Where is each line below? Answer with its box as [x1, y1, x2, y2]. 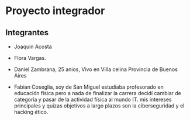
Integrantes [5, 28, 49, 38]
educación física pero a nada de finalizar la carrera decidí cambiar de [13, 90, 182, 96]
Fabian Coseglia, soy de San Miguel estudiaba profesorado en [13, 83, 164, 90]
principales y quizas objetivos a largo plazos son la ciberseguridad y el [13, 102, 185, 109]
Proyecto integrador [5, 4, 105, 18]
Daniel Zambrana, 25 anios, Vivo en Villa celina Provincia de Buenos [13, 66, 178, 73]
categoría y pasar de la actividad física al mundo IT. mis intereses [13, 96, 172, 103]
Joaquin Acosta [13, 43, 52, 50]
